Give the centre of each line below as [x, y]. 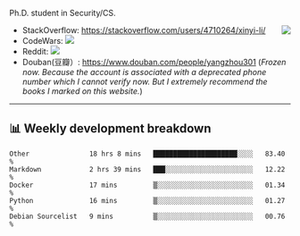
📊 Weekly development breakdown [110, 129]
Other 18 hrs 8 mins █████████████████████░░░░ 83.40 [147, 154]
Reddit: [35, 51]
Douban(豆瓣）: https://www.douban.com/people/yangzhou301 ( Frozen [154, 62]
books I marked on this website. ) [82, 91]
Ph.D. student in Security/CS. [62, 13]
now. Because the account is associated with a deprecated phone [144, 72]
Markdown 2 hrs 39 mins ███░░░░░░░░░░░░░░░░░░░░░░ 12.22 [147, 169]
